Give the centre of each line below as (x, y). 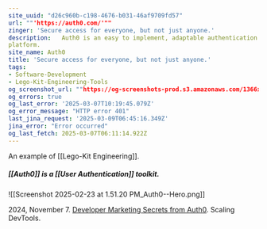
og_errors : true (35, 97)
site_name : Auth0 (37, 52)
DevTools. (25, 218)
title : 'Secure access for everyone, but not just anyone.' (110, 60)
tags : (17, 67)
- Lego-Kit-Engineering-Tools (58, 82)
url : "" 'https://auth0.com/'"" (60, 23)
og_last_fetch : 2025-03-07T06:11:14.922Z (78, 133)
